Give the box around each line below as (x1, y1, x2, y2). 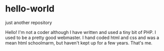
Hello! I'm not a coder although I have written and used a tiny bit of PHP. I (5, 29, 156, 35)
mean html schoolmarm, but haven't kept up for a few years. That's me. (5, 39, 152, 45)
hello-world (5, 3, 55, 14)
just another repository (5, 19, 52, 25)
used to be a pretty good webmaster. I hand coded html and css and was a (5, 34, 159, 40)
